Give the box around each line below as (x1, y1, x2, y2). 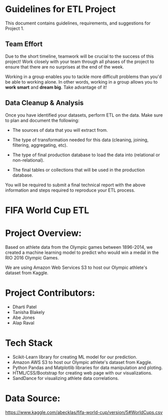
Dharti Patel (12, 304, 37, 310)
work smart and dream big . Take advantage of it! (5, 84, 107, 90)
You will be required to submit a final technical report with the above (5, 182, 146, 188)
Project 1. (5, 25, 24, 31)
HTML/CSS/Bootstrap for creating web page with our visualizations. (12, 369, 152, 376)
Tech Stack (5, 337, 53, 348)
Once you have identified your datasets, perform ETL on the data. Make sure (5, 112, 163, 118)
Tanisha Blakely (12, 309, 45, 315)
